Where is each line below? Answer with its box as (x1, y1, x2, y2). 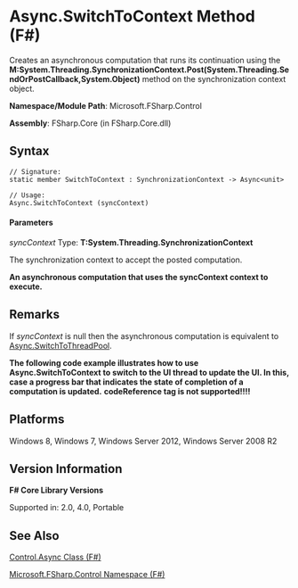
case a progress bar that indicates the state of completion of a (9, 377, 244, 387)
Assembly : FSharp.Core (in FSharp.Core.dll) (9, 118, 172, 128)
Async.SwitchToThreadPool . (9, 340, 113, 351)
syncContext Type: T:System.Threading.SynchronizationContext (9, 236, 254, 247)
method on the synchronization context (141, 73, 286, 84)
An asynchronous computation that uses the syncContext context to (9, 271, 269, 282)
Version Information (9, 461, 123, 476)
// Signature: (9, 167, 62, 176)
